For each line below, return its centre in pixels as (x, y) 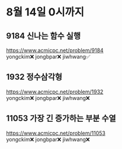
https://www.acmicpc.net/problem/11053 (56, 133)
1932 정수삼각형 (34, 77)
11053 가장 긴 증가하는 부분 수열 (61, 119)
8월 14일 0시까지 (45, 12)
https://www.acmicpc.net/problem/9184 (55, 50)
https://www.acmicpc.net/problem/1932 (55, 92)
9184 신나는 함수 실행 (44, 36)
